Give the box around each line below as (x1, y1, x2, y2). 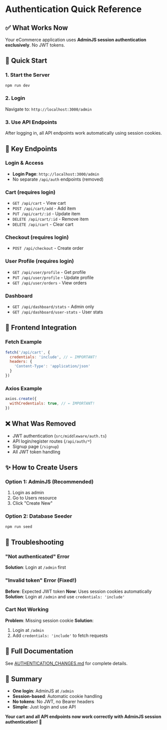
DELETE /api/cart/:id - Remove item (12, 216, 89, 222)
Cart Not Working (5, 606, 49, 613)
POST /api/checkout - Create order (12, 245, 84, 251)
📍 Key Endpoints (5, 144, 57, 153)
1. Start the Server (5, 72, 50, 79)
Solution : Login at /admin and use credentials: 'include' (5, 593, 125, 599)
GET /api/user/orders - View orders (12, 279, 87, 286)
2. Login (5, 95, 25, 102)
